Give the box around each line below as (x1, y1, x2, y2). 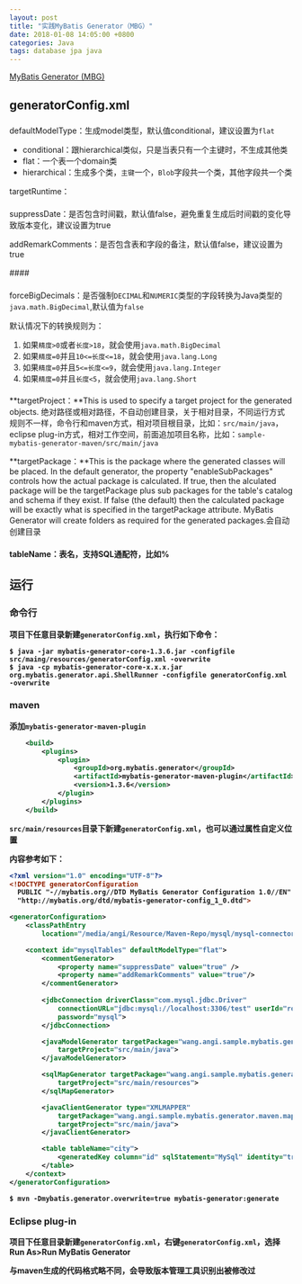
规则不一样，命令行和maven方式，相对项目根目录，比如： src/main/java (9, 418, 276, 428)
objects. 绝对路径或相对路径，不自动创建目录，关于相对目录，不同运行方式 (9, 407, 286, 418)
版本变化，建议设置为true (16, 220, 111, 230)
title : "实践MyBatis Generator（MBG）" (9, 22, 154, 31)
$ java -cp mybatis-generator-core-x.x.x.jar (9, 662, 182, 671)
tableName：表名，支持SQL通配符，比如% (9, 548, 170, 559)
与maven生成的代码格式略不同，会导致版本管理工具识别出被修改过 (9, 1265, 256, 1276)
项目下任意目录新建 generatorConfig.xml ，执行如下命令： (9, 629, 220, 640)
